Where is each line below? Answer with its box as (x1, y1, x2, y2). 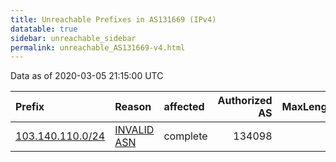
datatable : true (10, 24, 78, 34)
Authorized (217, 94, 273, 108)
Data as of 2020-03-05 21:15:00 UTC (10, 70, 164, 82)
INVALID (114, 123, 155, 137)
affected (163, 100, 205, 114)
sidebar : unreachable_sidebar (10, 33, 137, 43)
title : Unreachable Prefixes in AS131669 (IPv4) (10, 14, 217, 25)
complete (163, 129, 208, 143)
